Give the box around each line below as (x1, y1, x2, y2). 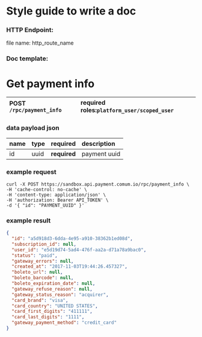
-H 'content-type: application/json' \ (6, 192, 106, 198)
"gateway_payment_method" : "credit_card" (11, 320, 117, 326)
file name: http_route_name (6, 39, 74, 46)
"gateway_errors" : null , (11, 258, 74, 264)
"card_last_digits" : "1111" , (11, 314, 85, 320)
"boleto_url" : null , (11, 269, 63, 276)
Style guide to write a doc (6, 4, 136, 18)
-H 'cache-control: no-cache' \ (6, 186, 87, 192)
